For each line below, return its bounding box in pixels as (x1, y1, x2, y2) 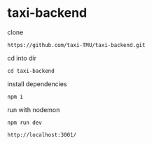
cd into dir (7, 54, 37, 62)
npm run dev (7, 119, 42, 126)
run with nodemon (7, 105, 60, 113)
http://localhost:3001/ (7, 131, 77, 138)
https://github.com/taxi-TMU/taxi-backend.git (7, 41, 146, 48)
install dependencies (7, 79, 67, 88)
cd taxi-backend (7, 67, 55, 74)
